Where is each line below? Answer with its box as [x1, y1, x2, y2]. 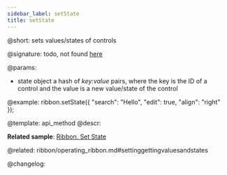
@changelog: [7, 159, 46, 168]
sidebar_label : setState [7, 10, 80, 17]
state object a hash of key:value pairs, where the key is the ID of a [17, 76, 207, 85]
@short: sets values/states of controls [7, 36, 117, 44]
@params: [7, 63, 37, 71]
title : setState [7, 17, 54, 24]
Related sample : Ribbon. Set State [7, 132, 107, 141]
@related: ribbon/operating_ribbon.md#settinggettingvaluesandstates [7, 146, 208, 154]
